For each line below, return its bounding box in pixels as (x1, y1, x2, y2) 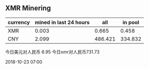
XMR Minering (5, 4, 51, 12)
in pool (122, 18, 139, 25)
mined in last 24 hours (35, 18, 90, 25)
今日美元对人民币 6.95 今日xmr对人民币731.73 (5, 48, 100, 54)
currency (8, 18, 30, 25)
